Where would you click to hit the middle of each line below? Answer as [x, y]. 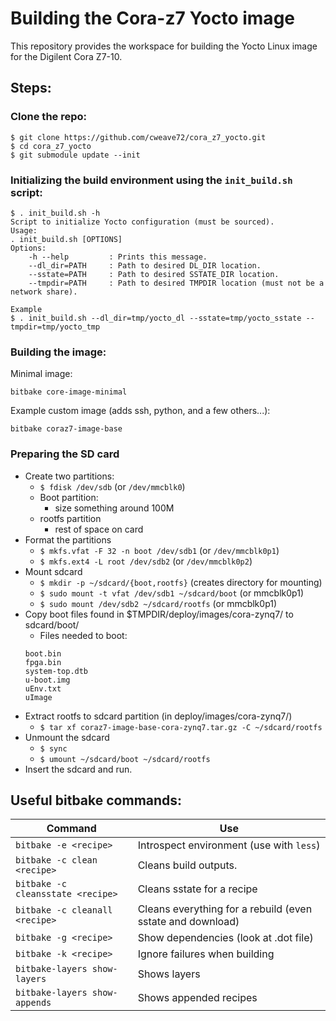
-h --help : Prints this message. [118, 257]
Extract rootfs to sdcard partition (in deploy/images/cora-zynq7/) [158, 716]
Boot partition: [69, 497]
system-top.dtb [56, 671]
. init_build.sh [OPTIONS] [66, 239]
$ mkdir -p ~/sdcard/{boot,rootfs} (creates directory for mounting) [181, 582]
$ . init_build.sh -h [55, 213]
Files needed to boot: [83, 635]
